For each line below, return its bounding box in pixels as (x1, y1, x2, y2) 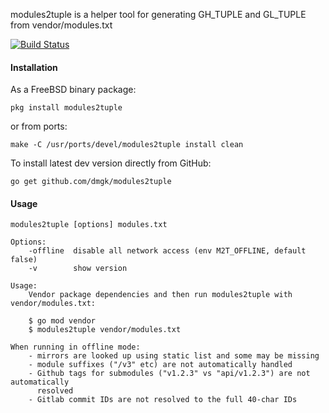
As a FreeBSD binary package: (10, 84, 137, 96)
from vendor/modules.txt (10, 19, 113, 31)
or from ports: (10, 120, 68, 133)
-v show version (28, 264, 128, 274)
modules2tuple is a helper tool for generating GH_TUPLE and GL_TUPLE (10, 9, 307, 20)
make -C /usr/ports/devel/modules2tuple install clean (10, 140, 244, 150)
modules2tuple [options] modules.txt (10, 220, 168, 230)
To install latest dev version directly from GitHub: (10, 157, 212, 169)
